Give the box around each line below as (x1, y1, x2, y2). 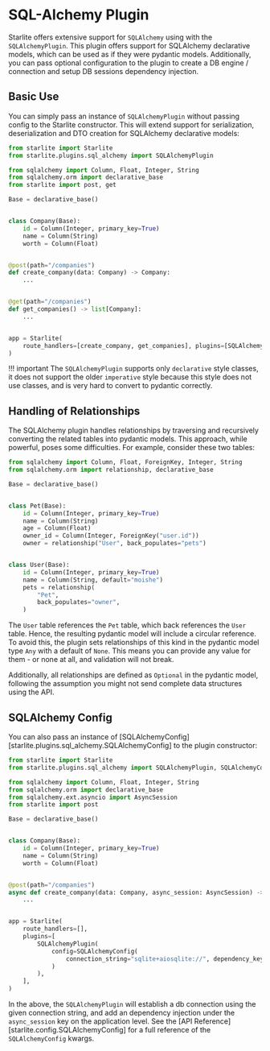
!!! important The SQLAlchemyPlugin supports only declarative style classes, (8, 364, 259, 374)
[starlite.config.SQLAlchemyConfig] (8, 1025, 126, 1034)
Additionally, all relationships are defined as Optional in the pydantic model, (8, 670, 259, 680)
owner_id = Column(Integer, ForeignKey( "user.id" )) (22, 532, 199, 540)
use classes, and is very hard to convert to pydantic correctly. (8, 381, 213, 391)
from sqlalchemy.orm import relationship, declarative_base (8, 466, 215, 474)
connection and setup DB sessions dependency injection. (8, 66, 199, 76)
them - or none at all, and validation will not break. (8, 655, 174, 664)
